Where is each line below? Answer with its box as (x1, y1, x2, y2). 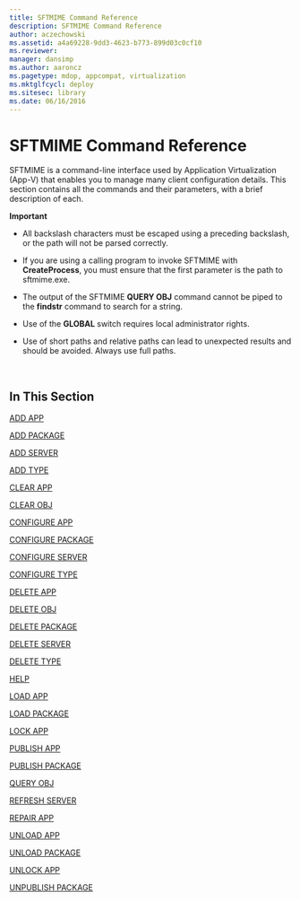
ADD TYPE (9, 465, 49, 476)
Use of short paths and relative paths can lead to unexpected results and (21, 336, 292, 346)
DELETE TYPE (9, 656, 62, 667)
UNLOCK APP (9, 865, 61, 876)
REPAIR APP (9, 813, 55, 824)
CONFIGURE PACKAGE (9, 535, 94, 546)
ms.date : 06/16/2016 (9, 96, 87, 106)
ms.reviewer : (9, 47, 58, 56)
